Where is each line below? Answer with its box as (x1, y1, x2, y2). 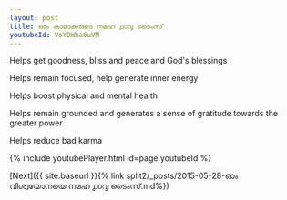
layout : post (9, 13, 59, 23)
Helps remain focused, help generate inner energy (9, 73, 199, 84)
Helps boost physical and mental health (9, 90, 158, 101)
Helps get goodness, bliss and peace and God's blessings (9, 55, 228, 66)
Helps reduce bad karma (9, 135, 103, 146)
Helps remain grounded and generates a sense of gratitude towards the (9, 108, 279, 119)
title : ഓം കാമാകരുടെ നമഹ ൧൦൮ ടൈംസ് (9, 22, 163, 31)
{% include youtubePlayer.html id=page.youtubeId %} (9, 153, 212, 164)
